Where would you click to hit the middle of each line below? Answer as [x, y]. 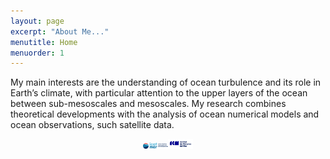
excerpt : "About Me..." [60, 31]
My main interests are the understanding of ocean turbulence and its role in [166, 82]
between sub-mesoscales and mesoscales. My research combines [148, 104]
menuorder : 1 [37, 53]
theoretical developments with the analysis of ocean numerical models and [165, 114]
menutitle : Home [44, 42]
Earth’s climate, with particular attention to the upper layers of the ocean [159, 93]
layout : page [37, 21]
